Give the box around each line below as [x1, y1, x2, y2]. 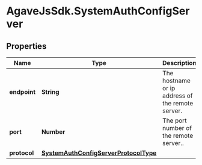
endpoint [9, 88, 36, 96]
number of [162, 124, 192, 132]
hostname [162, 76, 191, 85]
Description [162, 59, 197, 67]
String [41, 88, 60, 96]
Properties [6, 41, 47, 51]
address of [162, 92, 193, 100]
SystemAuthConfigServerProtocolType [41, 149, 157, 157]
